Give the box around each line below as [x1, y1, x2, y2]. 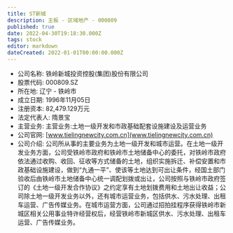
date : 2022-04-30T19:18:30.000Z [7, 29, 101, 37]
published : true [7, 23, 55, 30]
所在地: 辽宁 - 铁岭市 [17, 87, 77, 95]
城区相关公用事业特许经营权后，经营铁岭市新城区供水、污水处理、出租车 [17, 209, 226, 218]
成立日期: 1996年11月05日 [17, 95, 91, 104]
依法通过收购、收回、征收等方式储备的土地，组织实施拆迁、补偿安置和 [17, 157, 220, 165]
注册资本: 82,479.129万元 [17, 104, 90, 113]
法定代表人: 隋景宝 [17, 113, 71, 121]
